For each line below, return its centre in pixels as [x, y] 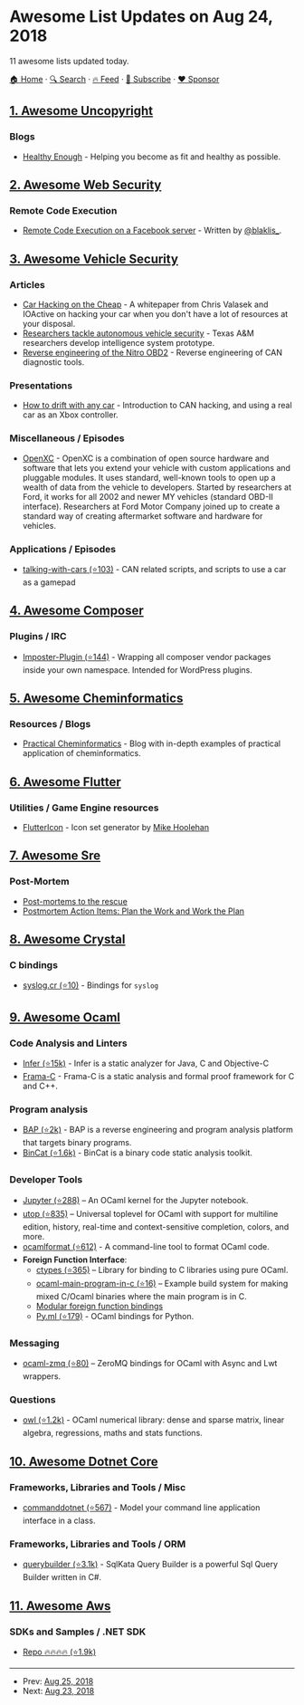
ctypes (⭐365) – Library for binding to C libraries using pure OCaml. [162, 1269]
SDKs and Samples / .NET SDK [78, 1632]
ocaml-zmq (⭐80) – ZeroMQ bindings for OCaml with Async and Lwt [150, 1363]
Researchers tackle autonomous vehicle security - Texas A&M [138, 333]
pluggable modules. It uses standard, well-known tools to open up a [149, 477]
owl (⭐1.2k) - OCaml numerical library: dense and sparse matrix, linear [153, 1420]
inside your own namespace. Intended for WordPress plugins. [138, 670]
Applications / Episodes [62, 549]
